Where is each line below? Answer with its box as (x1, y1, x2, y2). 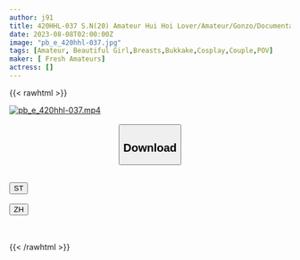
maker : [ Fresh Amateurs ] (9, 55, 105, 63)
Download (123, 140, 177, 155)
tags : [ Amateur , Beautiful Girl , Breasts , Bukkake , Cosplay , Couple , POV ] (9, 46, 274, 55)
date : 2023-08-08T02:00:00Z (9, 29, 114, 38)
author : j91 (9, 13, 54, 22)
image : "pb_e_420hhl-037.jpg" (9, 38, 122, 47)
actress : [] (9, 63, 54, 72)
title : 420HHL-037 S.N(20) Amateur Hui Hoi (9, 21, 174, 30)
